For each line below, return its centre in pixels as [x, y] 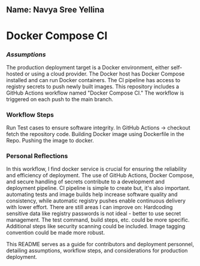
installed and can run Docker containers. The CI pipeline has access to [93, 80]
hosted [15, 74]
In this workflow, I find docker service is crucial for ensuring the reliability [96, 169]
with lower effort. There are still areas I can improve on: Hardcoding [90, 207]
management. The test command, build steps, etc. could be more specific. [98, 220]
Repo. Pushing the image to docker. [50, 141]
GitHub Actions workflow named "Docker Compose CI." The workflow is [95, 93]
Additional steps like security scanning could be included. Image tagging [96, 226]
